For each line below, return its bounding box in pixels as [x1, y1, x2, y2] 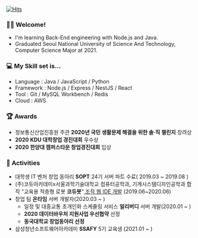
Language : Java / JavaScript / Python [14, 78, 109, 85]
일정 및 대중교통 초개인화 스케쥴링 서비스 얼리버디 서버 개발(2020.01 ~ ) [23, 203, 191, 210]
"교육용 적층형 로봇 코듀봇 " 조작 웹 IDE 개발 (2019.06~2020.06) [21, 188, 172, 195]
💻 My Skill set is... [6, 62, 61, 70]
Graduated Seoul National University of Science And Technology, [14, 41, 176, 48]
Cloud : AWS [14, 97, 47, 104]
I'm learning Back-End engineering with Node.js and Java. [14, 34, 159, 41]
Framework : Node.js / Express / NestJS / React [14, 84, 133, 91]
